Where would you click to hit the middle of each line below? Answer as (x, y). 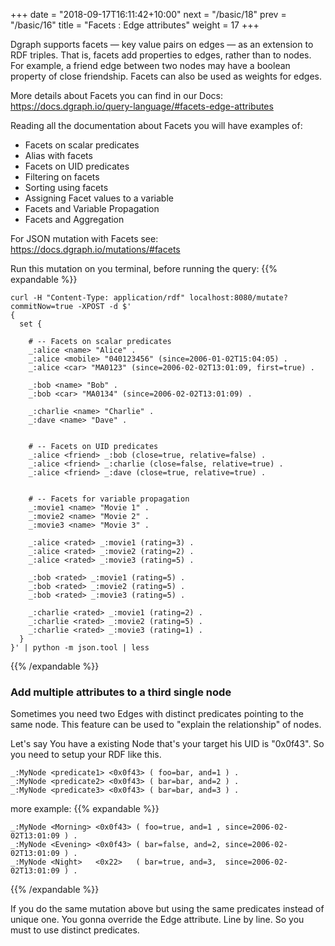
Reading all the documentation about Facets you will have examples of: (156, 125)
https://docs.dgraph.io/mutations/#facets (95, 249)
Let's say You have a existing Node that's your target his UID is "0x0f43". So (167, 744)
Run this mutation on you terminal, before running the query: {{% (144, 268)
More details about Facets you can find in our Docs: (117, 95)
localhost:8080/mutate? (238, 298)
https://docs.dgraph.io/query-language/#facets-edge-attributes (142, 106)
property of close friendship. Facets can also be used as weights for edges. (166, 76)
